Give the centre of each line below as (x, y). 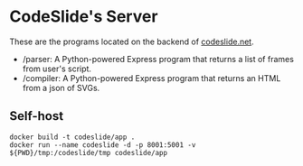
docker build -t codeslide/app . (72, 137)
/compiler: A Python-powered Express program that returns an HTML (151, 78)
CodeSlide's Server (84, 17)
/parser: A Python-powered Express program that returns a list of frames (158, 59)
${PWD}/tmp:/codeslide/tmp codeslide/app (89, 152)
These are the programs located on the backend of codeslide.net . (132, 41)
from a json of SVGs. (61, 88)
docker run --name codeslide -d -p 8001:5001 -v (103, 145)
